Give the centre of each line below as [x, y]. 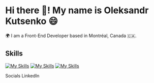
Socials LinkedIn [22, 75]
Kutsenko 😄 [32, 21]
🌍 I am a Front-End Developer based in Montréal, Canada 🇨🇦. [71, 36]
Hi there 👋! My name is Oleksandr [77, 10]
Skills [14, 54]
